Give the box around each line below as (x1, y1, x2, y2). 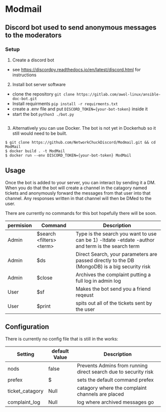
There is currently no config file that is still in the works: (5, 336, 119, 342)
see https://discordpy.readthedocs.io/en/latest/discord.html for (12, 66, 141, 72)
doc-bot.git (12, 96, 37, 101)
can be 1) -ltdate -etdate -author (76, 236, 155, 243)
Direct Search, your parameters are (76, 251, 157, 257)
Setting (16, 351, 35, 358)
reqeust (76, 291, 94, 298)
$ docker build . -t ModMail (5, 149, 65, 154)
